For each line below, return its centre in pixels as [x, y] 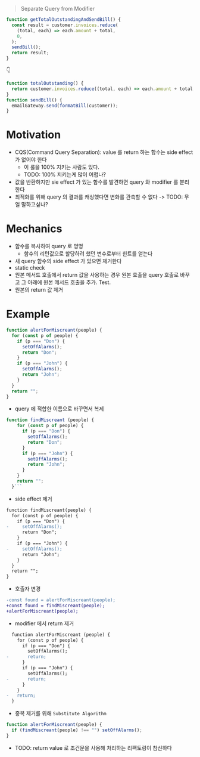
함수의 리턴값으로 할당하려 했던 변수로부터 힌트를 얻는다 [88, 254]
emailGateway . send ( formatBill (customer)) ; [65, 106]
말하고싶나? [35, 205]
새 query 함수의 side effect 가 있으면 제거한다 [68, 261]
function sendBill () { [34, 100]
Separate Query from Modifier [58, 9]
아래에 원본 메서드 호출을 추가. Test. [69, 282]
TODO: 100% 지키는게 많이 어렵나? [65, 175]
